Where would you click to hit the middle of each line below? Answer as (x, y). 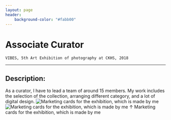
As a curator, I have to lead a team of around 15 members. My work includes (85, 91)
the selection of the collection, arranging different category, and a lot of (80, 96)
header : (13, 15)
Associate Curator (45, 44)
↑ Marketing (142, 107)
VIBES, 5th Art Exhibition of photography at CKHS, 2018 (67, 58)
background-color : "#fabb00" (45, 19)
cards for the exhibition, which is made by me (53, 112)
